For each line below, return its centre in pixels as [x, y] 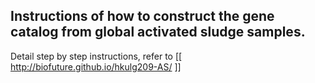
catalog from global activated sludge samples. [158, 32]
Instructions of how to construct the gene [142, 16]
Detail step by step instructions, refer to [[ [96, 56]
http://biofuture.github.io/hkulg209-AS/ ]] [96, 66]
